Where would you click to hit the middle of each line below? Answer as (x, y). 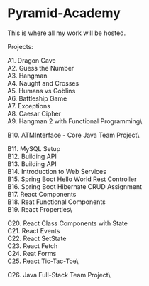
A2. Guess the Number (41, 68)
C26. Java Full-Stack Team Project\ (59, 275)
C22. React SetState (37, 238)
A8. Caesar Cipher (34, 113)
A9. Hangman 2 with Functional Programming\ (75, 121)
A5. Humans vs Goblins (42, 91)
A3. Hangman (27, 76)
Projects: (20, 46)
